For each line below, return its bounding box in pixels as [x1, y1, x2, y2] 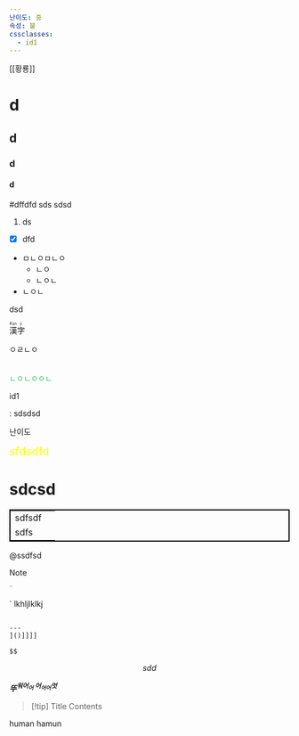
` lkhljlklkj [9, 598, 44, 609]
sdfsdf [14, 511, 42, 524]
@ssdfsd [9, 550, 42, 560]
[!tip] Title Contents [30, 700, 102, 711]
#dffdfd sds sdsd [9, 199, 72, 209]
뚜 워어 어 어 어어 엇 [9, 681, 58, 693]
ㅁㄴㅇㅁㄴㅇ [21, 253, 67, 264]
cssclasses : [9, 29, 53, 38]
